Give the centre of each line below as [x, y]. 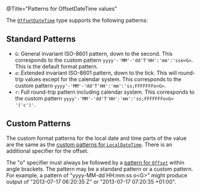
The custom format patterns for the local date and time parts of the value [97, 138]
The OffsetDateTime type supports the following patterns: [77, 20]
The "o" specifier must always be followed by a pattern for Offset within [95, 162]
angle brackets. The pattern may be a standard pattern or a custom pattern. [100, 169]
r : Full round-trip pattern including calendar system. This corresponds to [105, 92]
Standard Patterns [41, 39]
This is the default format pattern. [56, 66]
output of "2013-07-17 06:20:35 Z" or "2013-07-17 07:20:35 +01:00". [91, 181]
